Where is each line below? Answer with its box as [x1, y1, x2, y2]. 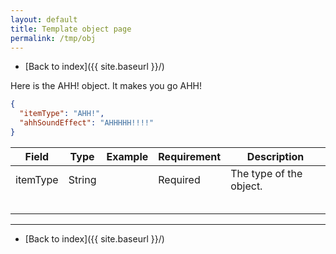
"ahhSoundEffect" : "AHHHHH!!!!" [19, 118, 155, 128]
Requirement [158, 149, 222, 163]
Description [246, 149, 305, 163]
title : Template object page [10, 24, 132, 34]
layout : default [10, 14, 78, 25]
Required [158, 172, 201, 186]
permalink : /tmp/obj [10, 33, 97, 43]
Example [106, 149, 149, 163]
